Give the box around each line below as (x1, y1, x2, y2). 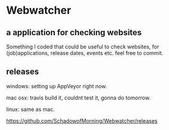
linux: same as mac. (6, 106, 55, 113)
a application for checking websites (6, 27, 142, 38)
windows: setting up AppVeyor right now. (6, 82, 107, 89)
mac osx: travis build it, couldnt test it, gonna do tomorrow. (6, 94, 151, 101)
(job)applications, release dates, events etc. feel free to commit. (6, 49, 164, 57)
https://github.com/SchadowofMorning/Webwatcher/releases (6, 117, 158, 124)
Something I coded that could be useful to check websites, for (6, 43, 159, 50)
